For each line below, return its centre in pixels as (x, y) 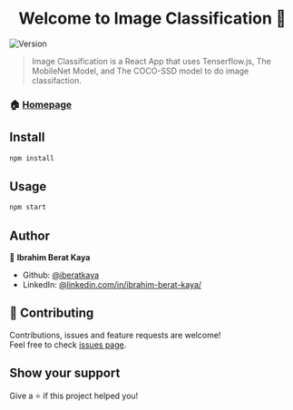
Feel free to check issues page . (68, 345)
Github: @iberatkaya (61, 275)
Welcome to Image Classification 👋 (152, 19)
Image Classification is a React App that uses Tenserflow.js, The (151, 61)
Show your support (65, 373)
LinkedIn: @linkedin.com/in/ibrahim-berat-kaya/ (112, 285)
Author (29, 235)
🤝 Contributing (52, 313)
